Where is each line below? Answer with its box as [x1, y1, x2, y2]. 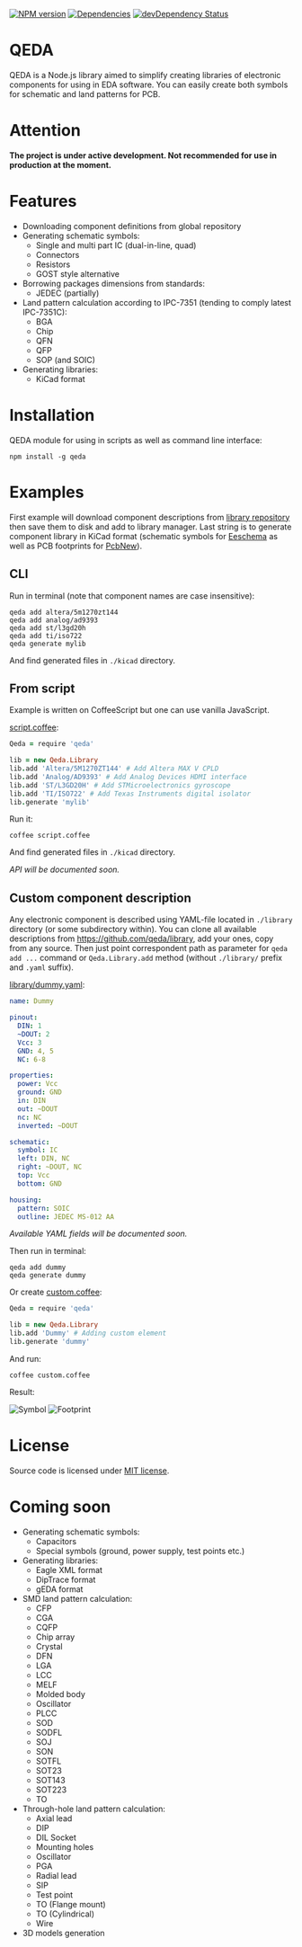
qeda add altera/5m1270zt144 [9, 608, 119, 617]
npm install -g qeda [9, 452, 87, 461]
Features [9, 191, 77, 211]
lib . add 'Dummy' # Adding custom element [9, 1329, 167, 1338]
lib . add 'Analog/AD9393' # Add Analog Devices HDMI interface [9, 772, 247, 781]
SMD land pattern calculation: [22, 1593, 133, 1604]
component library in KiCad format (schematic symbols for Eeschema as [9, 530, 279, 541]
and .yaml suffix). [9, 962, 75, 973]
